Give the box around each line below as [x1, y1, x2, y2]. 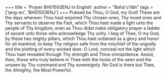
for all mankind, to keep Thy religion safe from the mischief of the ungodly [5, 41, 157, 46]
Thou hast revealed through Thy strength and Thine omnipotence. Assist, [5, 51, 155, 57]
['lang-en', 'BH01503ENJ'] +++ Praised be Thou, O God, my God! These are [5, 9, 160, 15]
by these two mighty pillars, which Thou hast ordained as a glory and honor [5, 36, 160, 41]
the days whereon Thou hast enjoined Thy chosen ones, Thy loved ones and [5, 15, 162, 20]
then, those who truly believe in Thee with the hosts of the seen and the [5, 57, 152, 62]
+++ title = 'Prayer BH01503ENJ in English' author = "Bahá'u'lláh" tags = [5, 4, 154, 10]
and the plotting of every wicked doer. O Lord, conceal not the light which [5, 46, 156, 52]
